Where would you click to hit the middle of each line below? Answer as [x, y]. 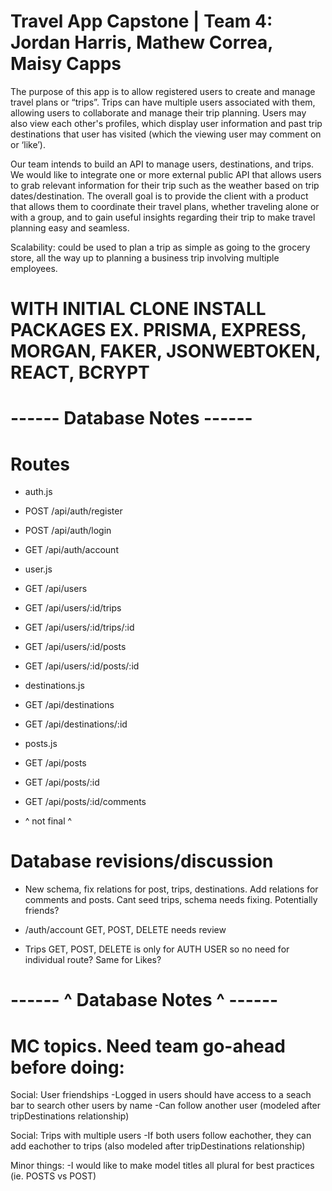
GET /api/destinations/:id [76, 724]
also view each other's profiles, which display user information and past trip [166, 123]
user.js [38, 569]
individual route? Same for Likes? [93, 960]
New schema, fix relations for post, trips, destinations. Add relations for [171, 889]
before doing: [67, 1067]
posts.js [41, 744]
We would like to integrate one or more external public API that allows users [166, 174]
